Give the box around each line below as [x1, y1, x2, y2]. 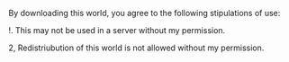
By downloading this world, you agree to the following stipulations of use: [8, 8, 281, 18]
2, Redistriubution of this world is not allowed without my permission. [8, 42, 265, 53]
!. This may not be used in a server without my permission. [8, 25, 226, 35]
